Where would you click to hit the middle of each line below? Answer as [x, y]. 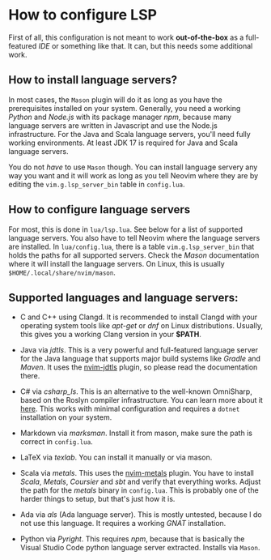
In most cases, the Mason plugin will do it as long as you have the [115, 100]
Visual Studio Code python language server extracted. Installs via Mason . [140, 548]
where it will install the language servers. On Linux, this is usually [116, 263]
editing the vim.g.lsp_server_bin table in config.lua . [97, 184]
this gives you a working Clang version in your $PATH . [111, 335]
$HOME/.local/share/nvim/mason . [62, 272]
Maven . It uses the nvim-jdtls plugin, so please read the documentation [139, 367]
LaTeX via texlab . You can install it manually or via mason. [116, 457]
